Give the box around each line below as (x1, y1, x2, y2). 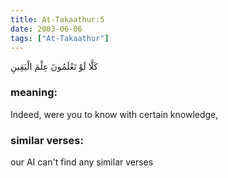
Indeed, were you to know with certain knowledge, (10, 108, 219, 120)
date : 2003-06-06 (10, 24, 83, 34)
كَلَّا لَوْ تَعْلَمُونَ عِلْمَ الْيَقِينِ (10, 61, 98, 73)
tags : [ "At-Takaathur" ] (10, 33, 110, 43)
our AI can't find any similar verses (10, 156, 154, 168)
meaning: (10, 86, 58, 100)
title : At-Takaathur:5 (10, 14, 105, 25)
